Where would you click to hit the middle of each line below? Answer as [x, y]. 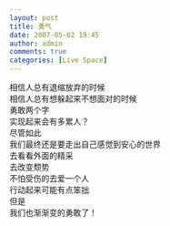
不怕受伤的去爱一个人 [49, 178]
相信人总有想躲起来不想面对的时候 [73, 98]
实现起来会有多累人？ [49, 121]
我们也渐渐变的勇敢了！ [53, 212]
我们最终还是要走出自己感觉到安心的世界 [85, 144]
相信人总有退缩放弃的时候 [57, 87]
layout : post [34, 18]
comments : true [38, 52]
